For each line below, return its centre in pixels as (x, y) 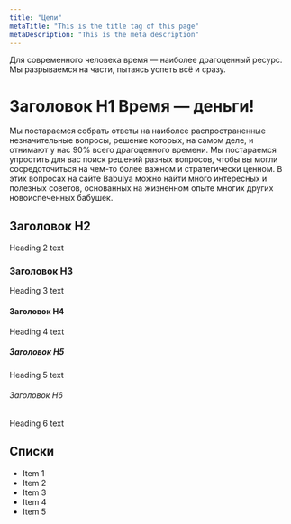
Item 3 (34, 492)
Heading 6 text (37, 423)
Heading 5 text (37, 375)
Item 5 (34, 511)
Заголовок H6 (36, 395)
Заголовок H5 (37, 352)
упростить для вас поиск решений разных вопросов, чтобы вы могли (144, 159)
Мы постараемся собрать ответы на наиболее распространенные (137, 131)
